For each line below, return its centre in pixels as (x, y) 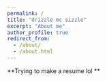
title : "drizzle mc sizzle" (47, 20)
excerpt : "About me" (36, 26)
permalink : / (26, 13)
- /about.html (33, 52)
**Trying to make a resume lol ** (53, 71)
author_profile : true (38, 32)
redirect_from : (29, 39)
